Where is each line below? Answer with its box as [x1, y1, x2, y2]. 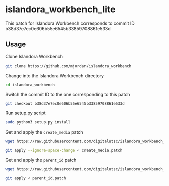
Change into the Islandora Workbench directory [5, 72, 104, 79]
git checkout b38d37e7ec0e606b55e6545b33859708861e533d [5, 101, 125, 106]
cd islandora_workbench [5, 82, 55, 87]
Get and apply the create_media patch [5, 129, 84, 135]
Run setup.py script [5, 110, 46, 116]
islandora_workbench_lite [5, 4, 116, 15]
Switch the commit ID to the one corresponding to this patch [5, 91, 130, 97]
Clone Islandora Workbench [5, 53, 63, 59]
